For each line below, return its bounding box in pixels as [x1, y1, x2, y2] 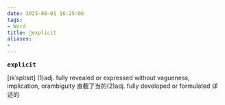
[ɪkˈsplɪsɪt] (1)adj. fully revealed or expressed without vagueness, [7, 73, 190, 82]
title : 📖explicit [7, 29, 57, 36]
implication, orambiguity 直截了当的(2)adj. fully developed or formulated [7, 82, 211, 90]
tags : [7, 16, 23, 23]
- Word [7, 23, 26, 30]
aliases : [7, 36, 32, 43]
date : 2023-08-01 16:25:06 [7, 10, 84, 17]
